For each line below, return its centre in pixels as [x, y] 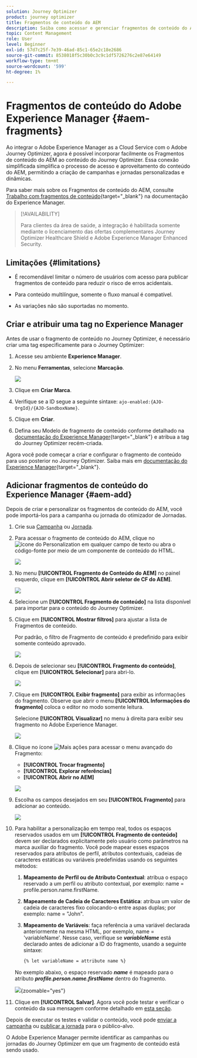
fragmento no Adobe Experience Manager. [66, 724]
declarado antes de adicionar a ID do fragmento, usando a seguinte [105, 944]
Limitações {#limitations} [53, 263]
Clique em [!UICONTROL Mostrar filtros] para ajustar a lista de [91, 619]
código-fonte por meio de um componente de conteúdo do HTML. [94, 550]
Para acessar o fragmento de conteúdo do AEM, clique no [85, 538]
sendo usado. [23, 1050]
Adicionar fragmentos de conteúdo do [77, 485]
